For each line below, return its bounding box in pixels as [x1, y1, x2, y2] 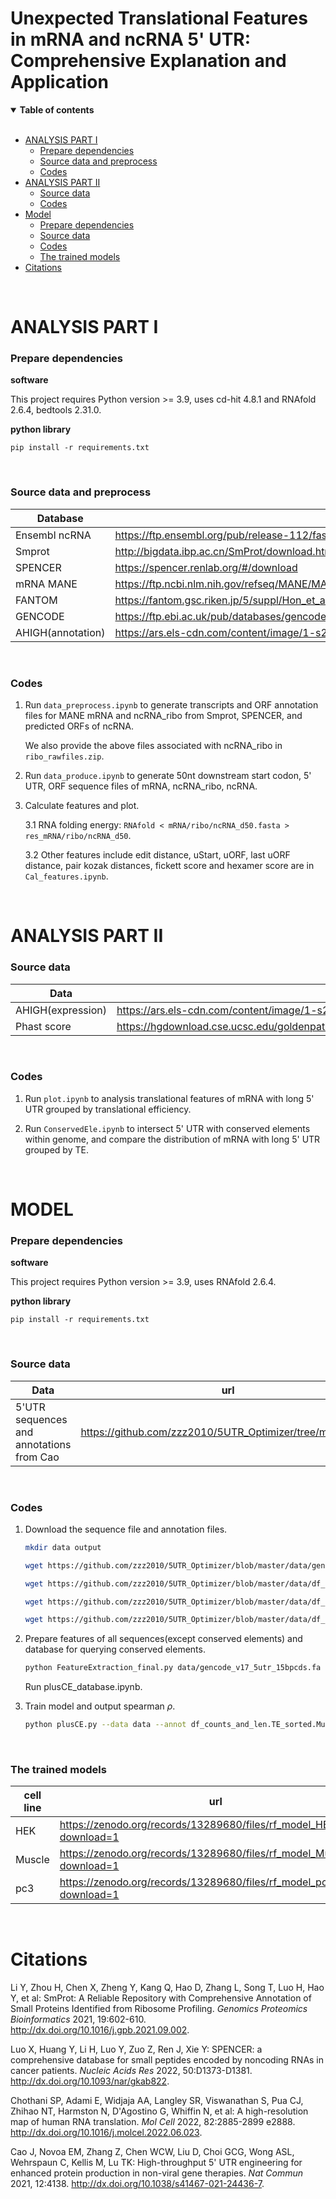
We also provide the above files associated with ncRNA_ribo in [24, 740, 283, 752]
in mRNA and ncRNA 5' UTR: [10, 28, 252, 51]
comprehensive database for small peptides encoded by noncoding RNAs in [10, 2054, 325, 2066]
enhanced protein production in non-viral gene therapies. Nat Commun [10, 2167, 303, 2179]
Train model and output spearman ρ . [24, 1700, 176, 1712]
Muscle [15, 1853, 50, 1867]
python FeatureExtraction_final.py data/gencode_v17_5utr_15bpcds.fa [24, 1663, 322, 1673]
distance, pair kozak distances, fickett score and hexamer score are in [24, 860, 315, 872]
